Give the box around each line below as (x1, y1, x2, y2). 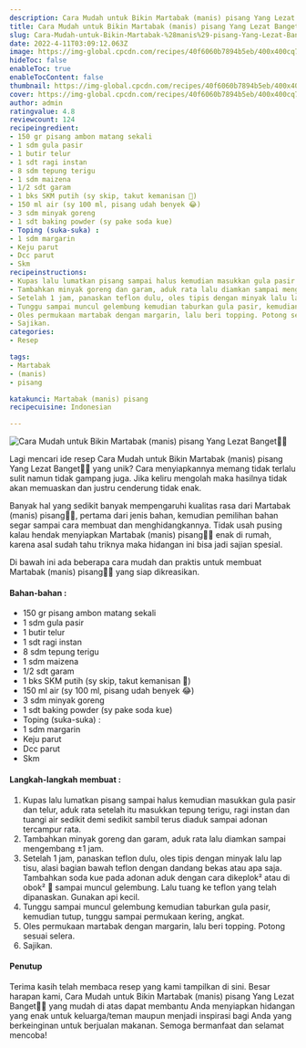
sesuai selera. (22, 930, 76, 941)
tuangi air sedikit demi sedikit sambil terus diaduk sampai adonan (22, 813, 268, 824)
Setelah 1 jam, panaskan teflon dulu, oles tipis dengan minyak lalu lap (22, 853, 282, 864)
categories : (9, 328, 55, 337)
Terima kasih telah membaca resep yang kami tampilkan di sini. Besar (9, 980, 270, 991)
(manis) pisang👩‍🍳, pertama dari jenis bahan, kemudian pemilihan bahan (9, 510, 279, 521)
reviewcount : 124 (9, 115, 76, 124)
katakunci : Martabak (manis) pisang (9, 394, 148, 403)
